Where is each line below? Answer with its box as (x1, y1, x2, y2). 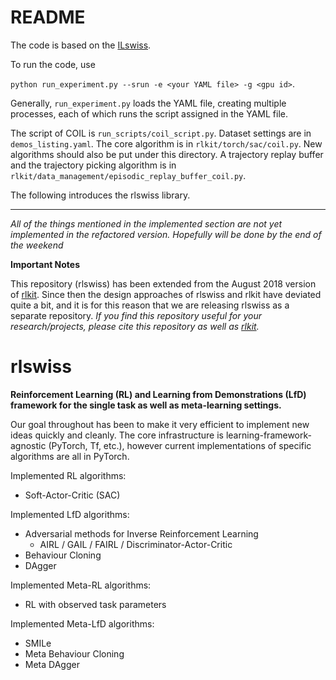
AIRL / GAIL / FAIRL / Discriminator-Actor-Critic (39, 538, 233, 550)
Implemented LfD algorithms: (10, 508, 130, 520)
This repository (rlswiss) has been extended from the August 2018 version (10, 277, 317, 290)
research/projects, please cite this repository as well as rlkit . (10, 320, 260, 332)
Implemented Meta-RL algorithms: (10, 579, 152, 591)
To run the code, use (10, 58, 96, 70)
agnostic (10, 439, 47, 451)
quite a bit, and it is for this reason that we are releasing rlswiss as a (10, 299, 290, 311)
